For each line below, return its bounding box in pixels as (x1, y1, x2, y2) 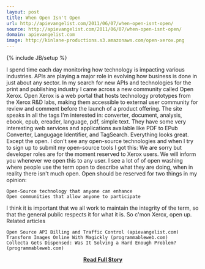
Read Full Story (83, 256, 123, 263)
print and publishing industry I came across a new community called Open (6, 86, 194, 92)
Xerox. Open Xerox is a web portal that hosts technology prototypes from (6, 92, 191, 99)
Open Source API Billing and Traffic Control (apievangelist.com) (6, 229, 179, 235)
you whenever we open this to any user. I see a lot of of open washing (6, 157, 184, 164)
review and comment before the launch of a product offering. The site (6, 105, 182, 112)
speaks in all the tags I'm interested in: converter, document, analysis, (6, 111, 182, 119)
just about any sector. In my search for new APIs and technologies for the (6, 79, 192, 86)
